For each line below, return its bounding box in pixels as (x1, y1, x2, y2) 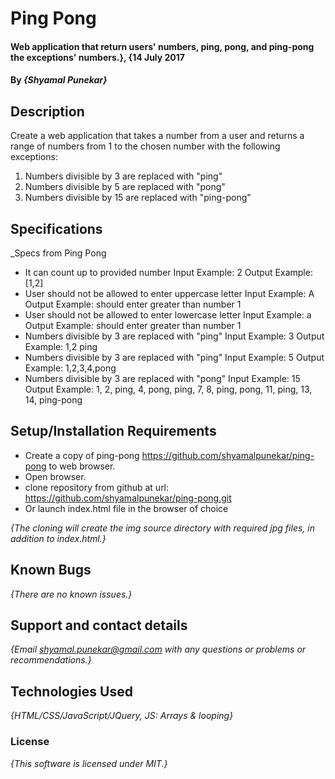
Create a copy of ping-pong (24, 449, 140, 461)
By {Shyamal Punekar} (10, 74, 108, 86)
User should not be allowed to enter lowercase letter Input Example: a (24, 309, 312, 321)
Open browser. (24, 470, 87, 482)
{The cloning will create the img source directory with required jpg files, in (10, 522, 315, 534)
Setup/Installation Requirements (10, 423, 217, 440)
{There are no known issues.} (10, 588, 133, 600)
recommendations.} (10, 654, 92, 666)
